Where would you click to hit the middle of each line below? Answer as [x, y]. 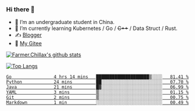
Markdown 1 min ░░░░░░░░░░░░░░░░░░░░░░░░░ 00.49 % [97, 103]
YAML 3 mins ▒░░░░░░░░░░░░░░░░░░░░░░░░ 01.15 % [97, 92]
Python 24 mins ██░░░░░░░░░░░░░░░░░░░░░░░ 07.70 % [97, 82]
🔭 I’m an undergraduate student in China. [65, 22]
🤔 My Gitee [28, 43]
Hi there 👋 [21, 9]
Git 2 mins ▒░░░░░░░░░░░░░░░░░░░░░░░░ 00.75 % [97, 97]
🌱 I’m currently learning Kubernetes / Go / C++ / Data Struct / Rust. [96, 28]
